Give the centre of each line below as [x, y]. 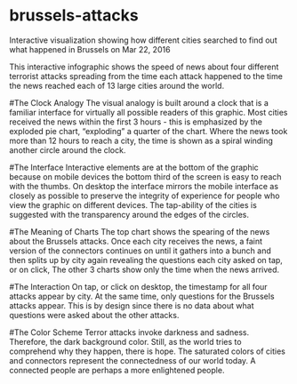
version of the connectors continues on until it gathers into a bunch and [140, 251]
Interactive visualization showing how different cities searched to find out [143, 40]
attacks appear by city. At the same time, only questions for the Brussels [142, 296]
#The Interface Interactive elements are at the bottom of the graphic [134, 167]
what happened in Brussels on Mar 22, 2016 [90, 49]
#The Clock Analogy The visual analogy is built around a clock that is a [139, 102]
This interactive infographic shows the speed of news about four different [144, 67]
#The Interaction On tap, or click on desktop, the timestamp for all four [139, 286]
